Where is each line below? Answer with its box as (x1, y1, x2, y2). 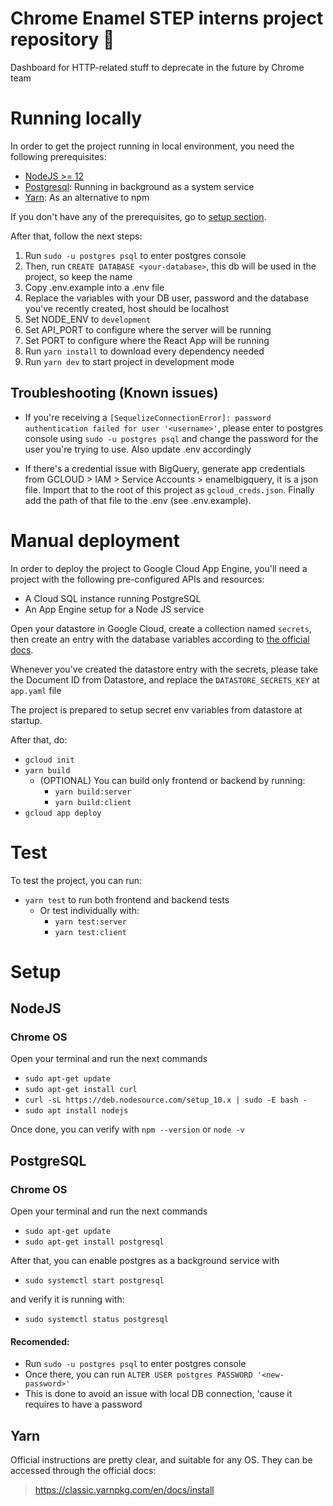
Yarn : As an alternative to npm (24, 191, 150, 203)
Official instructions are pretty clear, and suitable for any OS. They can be (10, 1454, 313, 1466)
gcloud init (24, 755, 75, 765)
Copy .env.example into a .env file (24, 281, 165, 293)
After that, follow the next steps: (10, 230, 143, 242)
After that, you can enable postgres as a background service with (10, 1255, 280, 1267)
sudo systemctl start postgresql (24, 1276, 165, 1286)
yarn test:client (54, 927, 127, 937)
